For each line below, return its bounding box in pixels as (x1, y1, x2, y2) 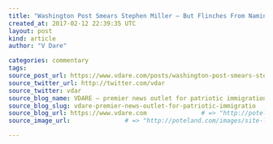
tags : (8, 64, 27, 73)
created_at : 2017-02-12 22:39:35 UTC (8, 19, 136, 28)
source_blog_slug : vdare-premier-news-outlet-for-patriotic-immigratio (8, 102, 256, 110)
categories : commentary (8, 57, 89, 65)
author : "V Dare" (8, 42, 67, 50)
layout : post (8, 27, 53, 35)
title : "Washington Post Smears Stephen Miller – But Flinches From (8, 11, 245, 20)
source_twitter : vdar (8, 87, 82, 95)
